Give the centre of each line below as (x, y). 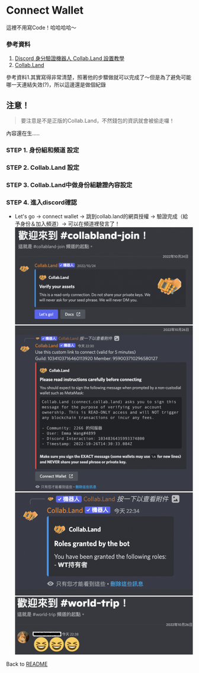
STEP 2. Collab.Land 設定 (43, 167)
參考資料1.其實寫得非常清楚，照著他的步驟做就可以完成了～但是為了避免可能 (99, 77)
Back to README (27, 664)
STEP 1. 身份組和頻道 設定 (43, 150)
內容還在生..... (23, 134)
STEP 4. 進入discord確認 (41, 202)
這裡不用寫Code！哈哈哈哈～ (41, 27)
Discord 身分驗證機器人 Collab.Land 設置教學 (69, 58)
